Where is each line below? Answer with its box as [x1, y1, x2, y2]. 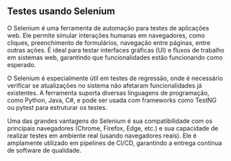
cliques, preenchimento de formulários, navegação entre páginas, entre [7, 38, 211, 47]
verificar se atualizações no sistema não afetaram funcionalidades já [7, 81, 202, 89]
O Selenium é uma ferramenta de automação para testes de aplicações [7, 23, 210, 32]
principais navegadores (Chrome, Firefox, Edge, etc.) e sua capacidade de [7, 124, 219, 132]
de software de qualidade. [7, 146, 81, 154]
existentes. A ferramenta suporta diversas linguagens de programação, [7, 88, 210, 97]
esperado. [7, 60, 37, 68]
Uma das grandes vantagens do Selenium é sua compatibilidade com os [7, 117, 212, 125]
